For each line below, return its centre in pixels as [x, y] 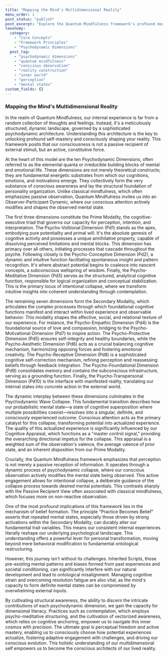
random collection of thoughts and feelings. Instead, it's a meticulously [78, 123]
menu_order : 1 [20, 15]
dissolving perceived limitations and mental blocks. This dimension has [78, 243]
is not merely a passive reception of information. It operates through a [77, 464]
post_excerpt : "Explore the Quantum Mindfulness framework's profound [80, 24]
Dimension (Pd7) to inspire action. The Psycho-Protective [91, 333]
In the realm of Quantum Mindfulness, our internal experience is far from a [82, 117]
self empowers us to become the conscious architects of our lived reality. [81, 648]
